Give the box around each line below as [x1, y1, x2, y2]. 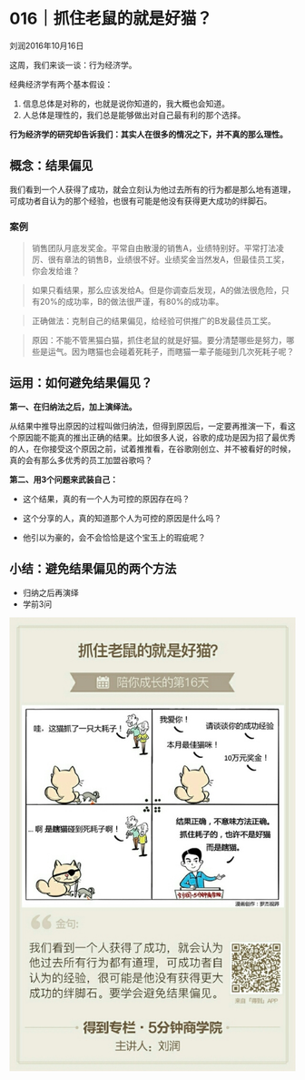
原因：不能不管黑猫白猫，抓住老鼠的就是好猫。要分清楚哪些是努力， [31, 335, 287, 346]
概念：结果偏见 [9, 158, 93, 174]
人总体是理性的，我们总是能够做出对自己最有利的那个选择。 [22, 109, 246, 120]
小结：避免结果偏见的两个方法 [9, 561, 177, 577]
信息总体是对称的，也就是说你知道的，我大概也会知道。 [22, 97, 230, 109]
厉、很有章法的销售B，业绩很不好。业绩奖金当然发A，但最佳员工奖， [31, 254, 290, 265]
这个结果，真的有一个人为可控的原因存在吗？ [22, 493, 191, 504]
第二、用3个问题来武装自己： [9, 474, 119, 485]
